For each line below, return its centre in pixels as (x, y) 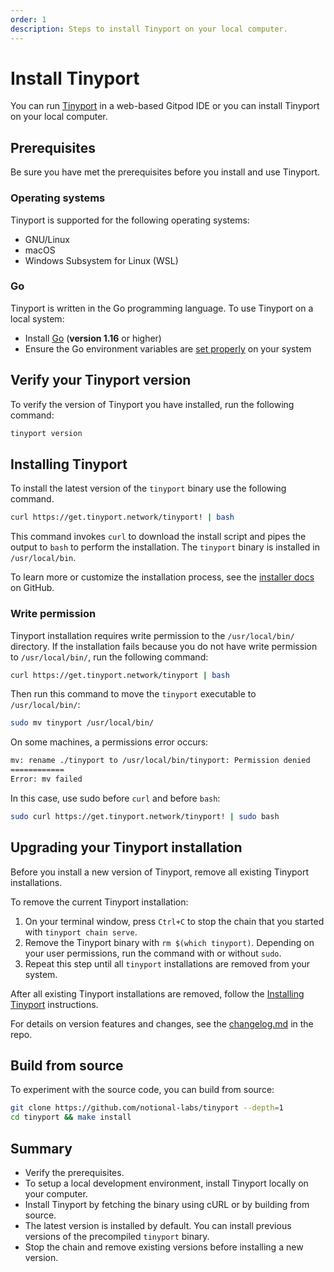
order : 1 (28, 19)
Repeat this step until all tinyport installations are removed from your (167, 963)
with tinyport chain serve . (81, 932)
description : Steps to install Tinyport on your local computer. (149, 29)
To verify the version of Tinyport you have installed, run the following (152, 404)
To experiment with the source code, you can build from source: (142, 1090)
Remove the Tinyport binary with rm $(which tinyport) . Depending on (169, 942)
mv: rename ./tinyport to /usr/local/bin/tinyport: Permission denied (160, 761)
